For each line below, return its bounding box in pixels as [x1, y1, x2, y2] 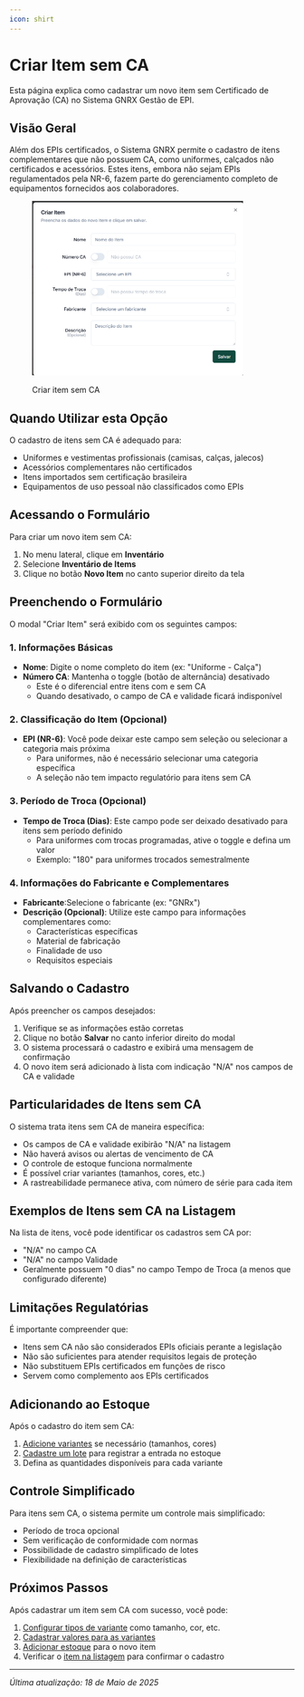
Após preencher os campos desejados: [9, 1005, 157, 1016]
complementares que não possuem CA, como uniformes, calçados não [9, 154, 274, 165]
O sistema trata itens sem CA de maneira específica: [9, 1121, 205, 1132]
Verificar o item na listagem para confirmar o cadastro [22, 1651, 224, 1662]
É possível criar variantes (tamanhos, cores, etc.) [22, 1167, 205, 1178]
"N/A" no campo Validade [22, 1254, 119, 1265]
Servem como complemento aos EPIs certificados [22, 1370, 210, 1381]
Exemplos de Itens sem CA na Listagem [9, 1203, 236, 1218]
